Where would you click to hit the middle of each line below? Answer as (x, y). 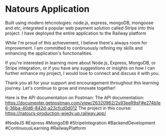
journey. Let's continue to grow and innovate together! (61, 88)
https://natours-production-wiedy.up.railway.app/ (56, 113)
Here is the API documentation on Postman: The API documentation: (75, 98)
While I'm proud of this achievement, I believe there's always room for (76, 42)
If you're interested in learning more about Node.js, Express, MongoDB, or (81, 63)
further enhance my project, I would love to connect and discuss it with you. (83, 73)
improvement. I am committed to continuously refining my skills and (74, 48)
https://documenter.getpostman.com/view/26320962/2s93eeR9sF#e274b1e (83, 102)
